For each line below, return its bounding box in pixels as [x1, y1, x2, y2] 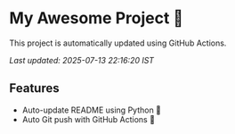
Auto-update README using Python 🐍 [21, 105, 162, 115]
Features [9, 80, 60, 96]
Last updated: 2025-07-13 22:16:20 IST [9, 54, 154, 65]
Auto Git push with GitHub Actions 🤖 [21, 113, 156, 124]
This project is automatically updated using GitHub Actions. [9, 38, 227, 48]
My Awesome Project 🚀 [9, 8, 184, 29]
